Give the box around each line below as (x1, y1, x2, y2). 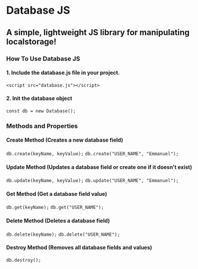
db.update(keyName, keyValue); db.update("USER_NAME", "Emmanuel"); (6, 178, 179, 184)
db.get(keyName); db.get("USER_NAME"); (6, 205, 104, 211)
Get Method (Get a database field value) (6, 190, 107, 197)
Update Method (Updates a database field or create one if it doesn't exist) (6, 163, 193, 170)
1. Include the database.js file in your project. (6, 69, 120, 76)
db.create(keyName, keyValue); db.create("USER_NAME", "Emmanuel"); (6, 151, 179, 157)
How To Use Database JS (6, 54, 81, 62)
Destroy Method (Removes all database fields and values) (6, 244, 153, 251)
